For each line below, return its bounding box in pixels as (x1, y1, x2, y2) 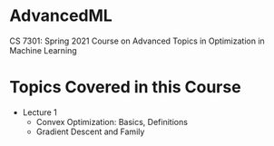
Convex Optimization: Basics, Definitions (35, 116, 189, 127)
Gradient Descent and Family (35, 126, 145, 137)
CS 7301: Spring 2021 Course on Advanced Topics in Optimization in (9, 35, 265, 46)
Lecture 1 (22, 106, 57, 118)
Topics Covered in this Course (9, 77, 242, 98)
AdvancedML (9, 5, 113, 26)
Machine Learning (9, 44, 77, 55)
